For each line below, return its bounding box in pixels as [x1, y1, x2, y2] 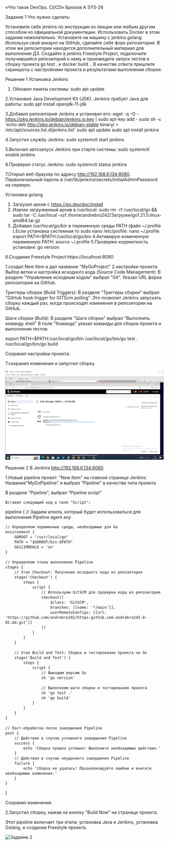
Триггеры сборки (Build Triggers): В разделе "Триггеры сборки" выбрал [5, 289, 160, 295]
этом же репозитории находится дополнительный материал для [5, 45, 144, 51]
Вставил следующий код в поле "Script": [5, 500, 92, 505]
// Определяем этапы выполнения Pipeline [5, 559, 94, 565]
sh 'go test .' [41, 690, 73, 696]
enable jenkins [5, 152, 35, 157]
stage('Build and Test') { [14, 655, 71, 660]
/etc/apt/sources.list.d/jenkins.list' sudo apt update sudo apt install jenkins [5, 127, 159, 133]
